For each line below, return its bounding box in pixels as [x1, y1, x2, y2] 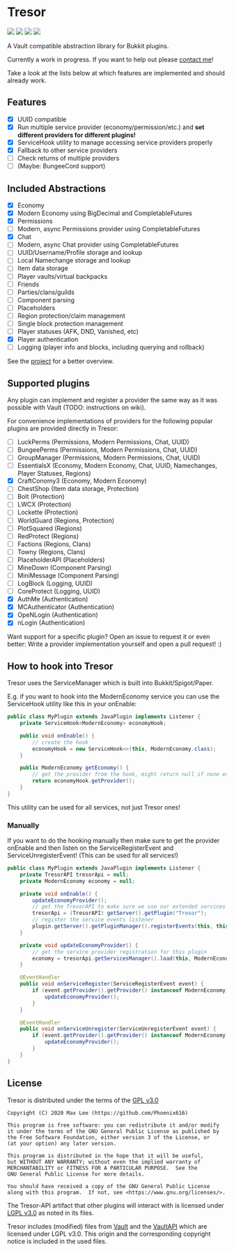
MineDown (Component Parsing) [17, 563, 112, 571]
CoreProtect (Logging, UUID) [17, 587, 101, 596]
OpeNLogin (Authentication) [17, 610, 99, 619]
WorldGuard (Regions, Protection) [17, 516, 115, 525]
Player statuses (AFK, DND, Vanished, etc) [17, 327, 139, 335]
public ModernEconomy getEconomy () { [19, 764, 130, 772]
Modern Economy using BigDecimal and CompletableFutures [17, 209, 193, 217]
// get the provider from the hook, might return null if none [32, 771, 219, 778]
